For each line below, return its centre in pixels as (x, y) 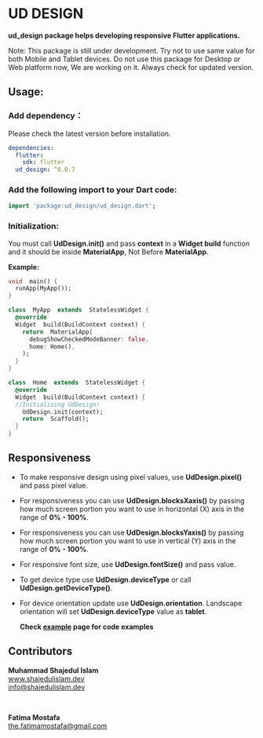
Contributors (40, 651)
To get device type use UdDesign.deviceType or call (105, 579)
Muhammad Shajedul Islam (53, 670)
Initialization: (33, 226)
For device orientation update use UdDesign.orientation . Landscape (131, 603)
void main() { (33, 281)
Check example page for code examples (86, 627)
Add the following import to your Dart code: (93, 190)
